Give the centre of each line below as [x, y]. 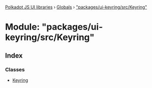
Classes [15, 69]
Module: [22, 27]
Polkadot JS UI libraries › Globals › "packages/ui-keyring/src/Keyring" [76, 7]
